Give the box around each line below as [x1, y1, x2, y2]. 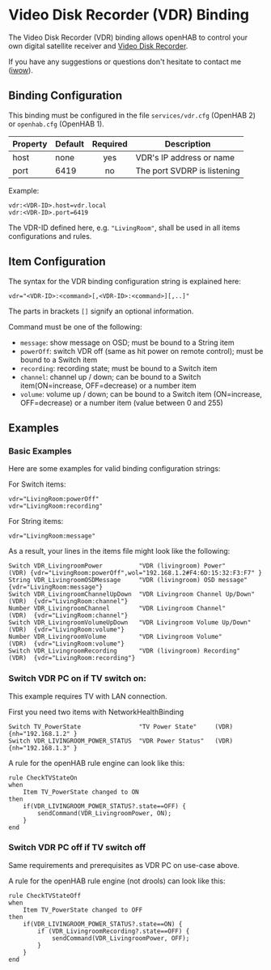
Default [55, 138, 85, 149]
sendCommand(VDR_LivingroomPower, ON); [37, 809, 172, 817]
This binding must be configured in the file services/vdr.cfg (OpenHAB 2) [8, 110, 256, 120]
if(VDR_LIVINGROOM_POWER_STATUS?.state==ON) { [23, 920, 183, 928]
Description [164, 138, 211, 149]
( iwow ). [8, 65, 34, 74]
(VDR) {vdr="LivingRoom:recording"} [8, 654, 136, 662]
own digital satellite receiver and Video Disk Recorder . [8, 40, 188, 50]
